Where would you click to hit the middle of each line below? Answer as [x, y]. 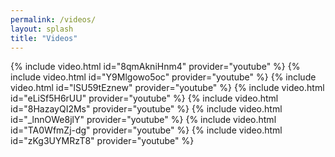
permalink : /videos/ [53, 19]
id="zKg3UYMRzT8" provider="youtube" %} [102, 141]
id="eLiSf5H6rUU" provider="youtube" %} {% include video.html [144, 98]
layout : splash [42, 29]
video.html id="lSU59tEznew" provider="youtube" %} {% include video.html [167, 88]
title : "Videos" [44, 38]
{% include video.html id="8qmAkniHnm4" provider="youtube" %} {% [155, 67]
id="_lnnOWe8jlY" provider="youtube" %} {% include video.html [143, 120]
